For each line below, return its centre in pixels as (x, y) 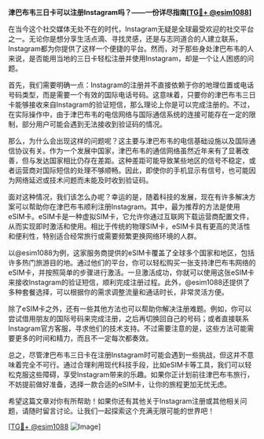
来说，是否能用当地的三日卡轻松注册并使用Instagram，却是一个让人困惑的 (128, 59)
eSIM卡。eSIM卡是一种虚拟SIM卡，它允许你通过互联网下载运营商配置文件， (131, 216)
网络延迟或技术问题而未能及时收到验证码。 (84, 180)
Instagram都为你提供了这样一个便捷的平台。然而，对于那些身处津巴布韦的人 (131, 49)
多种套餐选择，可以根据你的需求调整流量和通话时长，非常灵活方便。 (118, 292)
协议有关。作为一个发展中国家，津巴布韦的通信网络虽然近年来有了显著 (128, 151)
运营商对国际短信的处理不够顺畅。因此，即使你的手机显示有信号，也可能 (132, 170)
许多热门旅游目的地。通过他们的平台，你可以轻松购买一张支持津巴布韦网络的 (132, 263)
